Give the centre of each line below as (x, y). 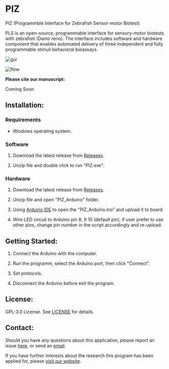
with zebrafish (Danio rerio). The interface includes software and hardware (84, 38)
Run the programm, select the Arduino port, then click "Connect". (81, 263)
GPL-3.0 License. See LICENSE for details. (50, 312)
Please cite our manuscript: (35, 79)
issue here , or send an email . (36, 345)
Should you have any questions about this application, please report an (80, 340)
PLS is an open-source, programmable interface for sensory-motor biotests (85, 33)
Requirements (23, 120)
